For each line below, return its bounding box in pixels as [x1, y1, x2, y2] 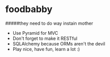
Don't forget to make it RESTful [12, 35, 78, 41]
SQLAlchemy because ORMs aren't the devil [12, 40, 105, 46]
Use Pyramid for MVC [12, 30, 58, 36]
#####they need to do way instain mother [5, 20, 93, 26]
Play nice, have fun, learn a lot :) [12, 46, 80, 52]
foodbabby [5, 4, 53, 15]
